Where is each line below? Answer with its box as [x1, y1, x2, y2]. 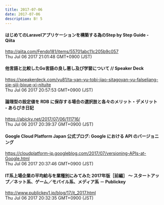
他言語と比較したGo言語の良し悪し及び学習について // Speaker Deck [5, 66, 144, 71]
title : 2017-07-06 [5, 7, 43, 12]
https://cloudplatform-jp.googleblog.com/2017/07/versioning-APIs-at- [5, 150, 146, 157]
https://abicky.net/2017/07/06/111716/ [5, 116, 80, 122]
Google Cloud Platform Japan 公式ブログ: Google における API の [5, 133, 138, 139]
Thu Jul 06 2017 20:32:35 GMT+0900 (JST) [5, 195, 94, 201]
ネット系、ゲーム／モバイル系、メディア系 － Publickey [13, 179, 126, 184]
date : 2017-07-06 [5, 12, 41, 17]
